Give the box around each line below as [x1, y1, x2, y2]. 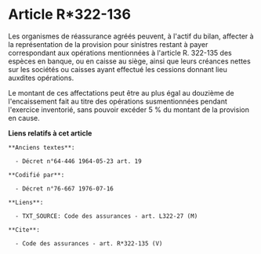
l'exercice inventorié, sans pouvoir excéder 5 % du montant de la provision [8, 104, 249, 114]
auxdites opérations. [8, 73, 74, 82]
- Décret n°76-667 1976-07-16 [15, 184, 114, 193]
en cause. [8, 113, 41, 122]
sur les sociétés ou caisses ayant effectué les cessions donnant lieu [8, 64, 227, 74]
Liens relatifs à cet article [8, 128, 92, 138]
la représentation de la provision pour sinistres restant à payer [8, 39, 208, 49]
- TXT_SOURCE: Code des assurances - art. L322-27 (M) [15, 212, 198, 220]
